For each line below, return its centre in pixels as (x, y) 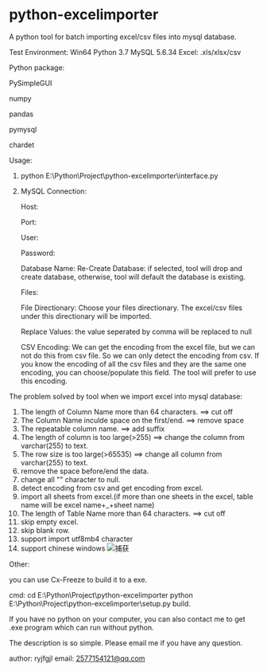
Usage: (21, 160)
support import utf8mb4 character (77, 539)
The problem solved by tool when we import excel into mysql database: (126, 396)
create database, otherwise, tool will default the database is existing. (133, 277)
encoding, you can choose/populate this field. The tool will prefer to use (138, 372)
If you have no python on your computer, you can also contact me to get (127, 618)
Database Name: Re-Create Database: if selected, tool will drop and (132, 268)
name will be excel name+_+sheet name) (87, 504)
